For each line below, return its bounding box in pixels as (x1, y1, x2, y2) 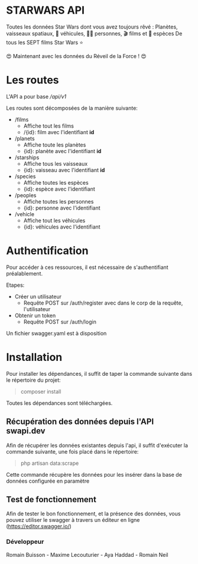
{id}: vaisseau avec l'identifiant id (23, 166, 105, 173)
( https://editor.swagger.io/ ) (6, 523, 72, 530)
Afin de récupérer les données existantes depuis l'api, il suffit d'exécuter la (6, 442, 188, 449)
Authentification (6, 244, 89, 258)
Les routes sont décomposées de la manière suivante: (6, 104, 138, 112)
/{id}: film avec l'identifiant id (23, 128, 95, 135)
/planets (14, 135, 35, 142)
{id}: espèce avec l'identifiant (23, 185, 96, 192)
